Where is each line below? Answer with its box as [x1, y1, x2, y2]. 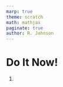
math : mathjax [6, 19, 41, 25]
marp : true [6, 8, 33, 15]
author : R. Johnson [6, 31, 54, 36]
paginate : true [6, 25, 44, 31]
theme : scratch [6, 14, 44, 20]
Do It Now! [6, 56, 58, 69]
